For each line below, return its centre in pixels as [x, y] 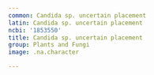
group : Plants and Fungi [49, 45]
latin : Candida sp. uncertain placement [76, 23]
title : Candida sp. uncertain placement [76, 37]
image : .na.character [44, 52]
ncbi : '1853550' [35, 30]
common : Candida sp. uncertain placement [77, 15]
